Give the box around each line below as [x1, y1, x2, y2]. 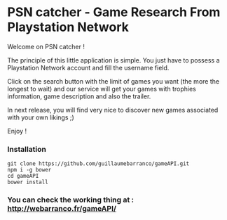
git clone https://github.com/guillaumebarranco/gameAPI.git [7, 160, 190, 167]
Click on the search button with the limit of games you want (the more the [7, 77, 219, 85]
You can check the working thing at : [7, 195, 135, 205]
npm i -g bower [7, 167, 52, 174]
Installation [7, 144, 47, 154]
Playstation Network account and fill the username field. [7, 63, 170, 72]
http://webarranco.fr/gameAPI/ [7, 204, 117, 214]
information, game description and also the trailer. [7, 92, 151, 101]
